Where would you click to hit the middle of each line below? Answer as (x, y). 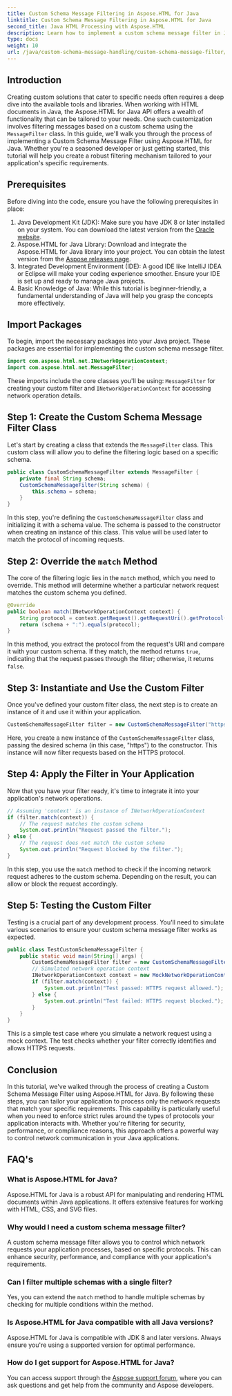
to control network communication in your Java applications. (93, 1137)
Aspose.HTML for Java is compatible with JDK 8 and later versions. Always (114, 1337)
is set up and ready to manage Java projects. (81, 281)
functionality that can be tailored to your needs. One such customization (110, 119)
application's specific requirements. (58, 162)
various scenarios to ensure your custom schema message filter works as (112, 929)
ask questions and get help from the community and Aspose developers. (110, 1385)
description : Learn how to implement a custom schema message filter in (114, 33)
